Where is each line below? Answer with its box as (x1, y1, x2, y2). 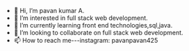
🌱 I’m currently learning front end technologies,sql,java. (13, 21, 173, 29)
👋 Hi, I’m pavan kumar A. (13, 7, 85, 14)
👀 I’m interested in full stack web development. (13, 14, 148, 22)
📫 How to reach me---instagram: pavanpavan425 (13, 37, 158, 44)
